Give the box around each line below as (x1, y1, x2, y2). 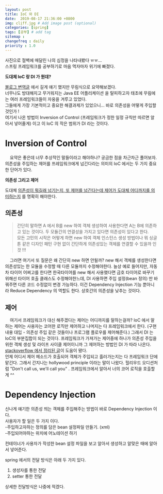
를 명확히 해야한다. (21, 193, 57, 199)
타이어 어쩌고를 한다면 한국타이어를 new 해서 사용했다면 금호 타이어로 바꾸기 (10, 269, 155, 275)
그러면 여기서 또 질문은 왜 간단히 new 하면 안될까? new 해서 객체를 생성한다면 (9, 257, 157, 263)
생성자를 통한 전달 (12, 467, 46, 473)
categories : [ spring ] (5, 25, 49, 30)
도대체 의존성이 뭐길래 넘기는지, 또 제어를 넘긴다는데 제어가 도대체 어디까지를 (5, 187, 150, 193)
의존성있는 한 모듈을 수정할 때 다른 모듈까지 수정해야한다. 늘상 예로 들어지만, (5, 264, 149, 269)
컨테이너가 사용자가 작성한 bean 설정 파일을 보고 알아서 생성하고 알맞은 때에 (5, 441, 148, 446)
